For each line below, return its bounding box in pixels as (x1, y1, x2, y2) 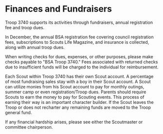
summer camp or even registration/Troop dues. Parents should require (5, 89, 146, 95)
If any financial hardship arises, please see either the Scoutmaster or (5, 119, 143, 125)
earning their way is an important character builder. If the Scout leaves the (5, 99, 154, 105)
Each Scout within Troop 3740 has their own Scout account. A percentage (5, 73, 154, 79)
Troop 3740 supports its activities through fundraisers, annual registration (5, 19, 153, 25)
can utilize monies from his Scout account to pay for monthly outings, (5, 84, 145, 89)
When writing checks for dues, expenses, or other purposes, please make (5, 53, 153, 59)
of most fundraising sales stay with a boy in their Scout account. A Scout (5, 79, 151, 84)
